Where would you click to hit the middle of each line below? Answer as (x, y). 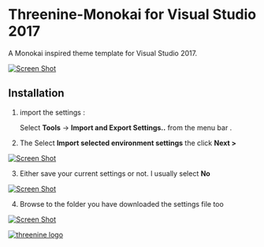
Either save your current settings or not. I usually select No (115, 173)
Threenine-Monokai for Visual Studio (132, 15)
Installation (36, 94)
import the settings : (52, 112)
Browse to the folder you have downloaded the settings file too (122, 204)
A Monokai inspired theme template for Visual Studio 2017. (103, 53)
